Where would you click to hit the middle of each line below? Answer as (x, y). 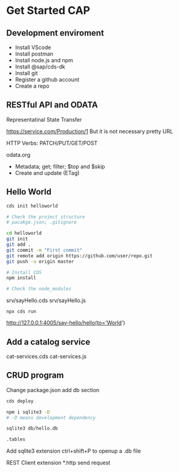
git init (17, 239)
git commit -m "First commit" (44, 250)
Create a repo (32, 86)
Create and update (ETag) (47, 172)
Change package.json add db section (53, 390)
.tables (16, 439)
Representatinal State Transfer (44, 119)
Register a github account (47, 80)
